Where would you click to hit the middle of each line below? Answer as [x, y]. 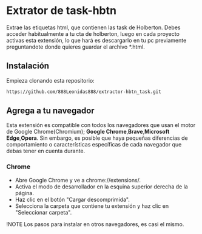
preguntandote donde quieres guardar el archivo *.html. [76, 47]
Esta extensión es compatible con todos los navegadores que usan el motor [101, 125]
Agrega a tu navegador [51, 111]
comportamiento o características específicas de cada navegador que [94, 145]
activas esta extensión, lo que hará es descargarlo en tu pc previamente [96, 40]
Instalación [28, 66]
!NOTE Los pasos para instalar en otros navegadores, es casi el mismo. [95, 224]
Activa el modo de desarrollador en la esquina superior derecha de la [101, 187]
